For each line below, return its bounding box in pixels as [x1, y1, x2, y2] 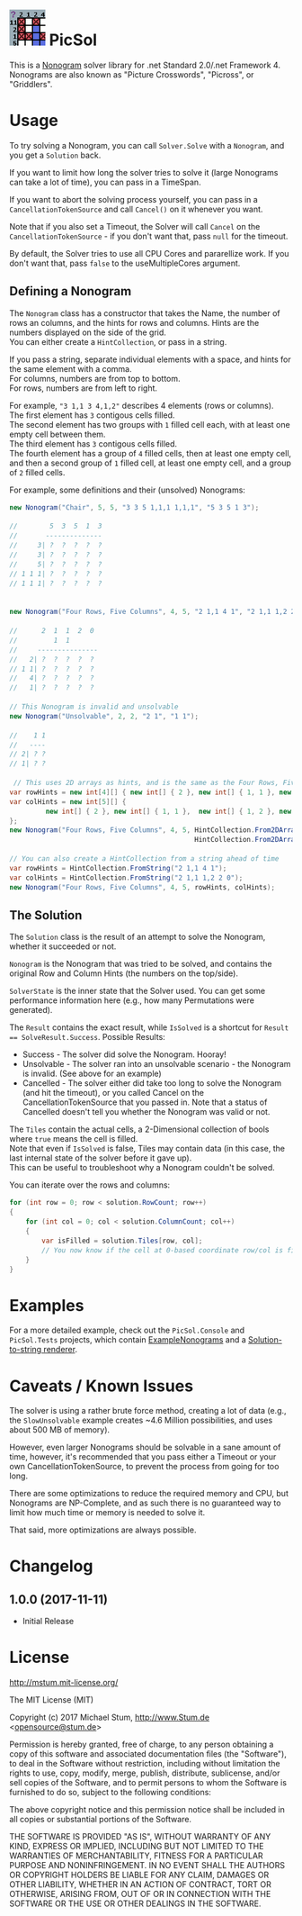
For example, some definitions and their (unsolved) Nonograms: [9, 484, 245, 495]
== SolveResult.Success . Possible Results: [9, 1032, 166, 1043]
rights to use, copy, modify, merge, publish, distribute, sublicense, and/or [9, 1767, 280, 1778]
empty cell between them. [9, 429, 106, 439]
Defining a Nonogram [9, 284, 132, 299]
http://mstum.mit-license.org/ [9, 1677, 119, 1688]
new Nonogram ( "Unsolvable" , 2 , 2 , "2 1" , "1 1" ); [9, 711, 200, 720]
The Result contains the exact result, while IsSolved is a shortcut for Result [9, 1022, 289, 1033]
